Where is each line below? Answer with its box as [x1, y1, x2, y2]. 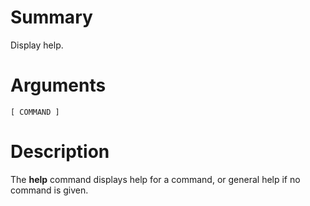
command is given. [10, 184, 89, 196]
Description [10, 141, 110, 163]
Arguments [10, 74, 107, 97]
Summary [10, 6, 93, 29]
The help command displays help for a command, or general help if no [10, 173, 301, 185]
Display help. [10, 39, 64, 51]
